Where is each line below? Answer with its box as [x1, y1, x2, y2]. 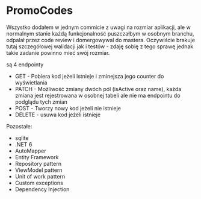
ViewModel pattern [14, 166, 63, 174]
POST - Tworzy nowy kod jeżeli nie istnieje [14, 104, 122, 112]
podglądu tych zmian [14, 98, 68, 106]
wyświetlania [14, 79, 48, 86]
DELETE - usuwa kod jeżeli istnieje [14, 111, 101, 118]
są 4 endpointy [6, 61, 44, 68]
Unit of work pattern [14, 172, 66, 180]
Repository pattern [14, 160, 62, 167]
